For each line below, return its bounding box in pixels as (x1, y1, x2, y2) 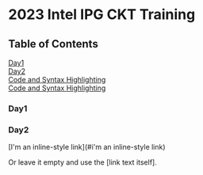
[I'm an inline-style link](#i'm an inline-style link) (8, 143, 166, 152)
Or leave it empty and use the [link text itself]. (8, 158, 157, 167)
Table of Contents (8, 37, 99, 51)
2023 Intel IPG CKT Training (8, 6, 196, 24)
